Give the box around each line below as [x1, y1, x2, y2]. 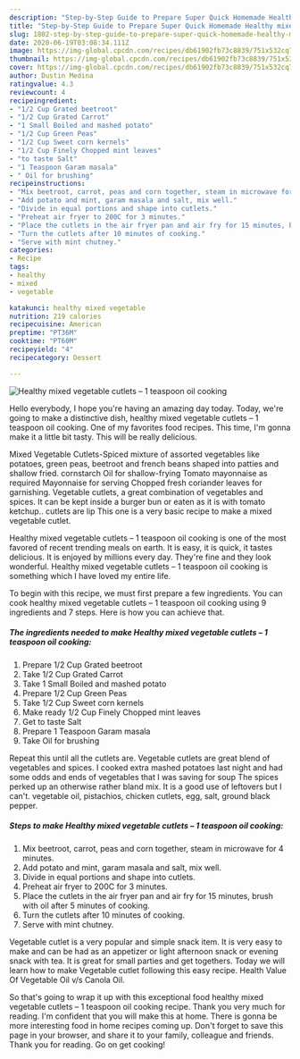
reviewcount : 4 [9, 88, 66, 97]
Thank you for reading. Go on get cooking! [9, 1038, 166, 1050]
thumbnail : [9, 55, 50, 63]
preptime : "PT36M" [9, 328, 78, 338]
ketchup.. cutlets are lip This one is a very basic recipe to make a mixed [9, 506, 272, 517]
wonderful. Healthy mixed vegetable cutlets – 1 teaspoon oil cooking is [9, 560, 269, 572]
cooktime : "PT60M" [9, 337, 78, 346]
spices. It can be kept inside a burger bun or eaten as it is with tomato [9, 496, 266, 507]
